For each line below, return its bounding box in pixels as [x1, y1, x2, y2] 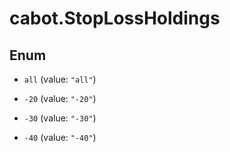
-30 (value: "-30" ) [23, 112, 97, 124]
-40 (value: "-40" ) [23, 132, 97, 143]
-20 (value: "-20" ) [23, 93, 97, 104]
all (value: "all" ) [23, 73, 97, 85]
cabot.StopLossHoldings [9, 7, 221, 30]
